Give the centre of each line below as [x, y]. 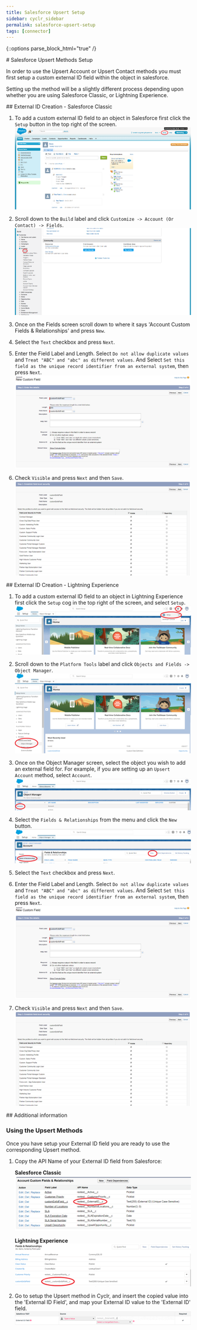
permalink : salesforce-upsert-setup [51, 25]
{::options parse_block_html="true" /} [51, 49]
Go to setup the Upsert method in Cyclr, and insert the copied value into [101, 1296]
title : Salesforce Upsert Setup [45, 12]
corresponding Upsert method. [43, 1150]
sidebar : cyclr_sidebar [35, 19]
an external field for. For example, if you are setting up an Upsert [92, 769]
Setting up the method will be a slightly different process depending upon [95, 89]
